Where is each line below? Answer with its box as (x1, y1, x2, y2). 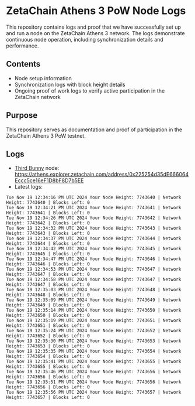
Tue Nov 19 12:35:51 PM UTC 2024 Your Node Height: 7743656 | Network (6, 379, 182, 385)
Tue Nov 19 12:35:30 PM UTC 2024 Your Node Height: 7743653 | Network (6, 338, 182, 344)
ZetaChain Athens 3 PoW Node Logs (6, 4, 186, 18)
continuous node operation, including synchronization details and (6, 36, 163, 43)
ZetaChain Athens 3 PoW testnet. (6, 132, 86, 139)
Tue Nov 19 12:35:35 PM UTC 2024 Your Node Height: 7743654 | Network (6, 349, 182, 354)
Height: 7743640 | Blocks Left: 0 (6, 200, 90, 206)
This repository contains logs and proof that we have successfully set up (6, 23, 181, 30)
